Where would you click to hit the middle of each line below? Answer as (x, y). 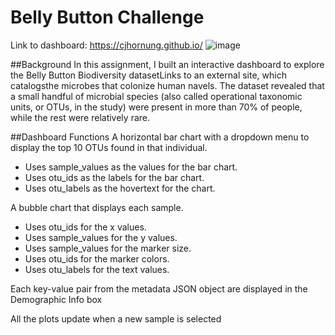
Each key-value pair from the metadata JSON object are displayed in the (159, 288)
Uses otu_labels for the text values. (97, 269)
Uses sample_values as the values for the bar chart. (131, 167)
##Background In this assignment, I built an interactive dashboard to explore (167, 64)
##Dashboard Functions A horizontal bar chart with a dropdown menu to (160, 137)
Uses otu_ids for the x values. (85, 227)
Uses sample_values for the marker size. (108, 248)
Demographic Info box (56, 299)
